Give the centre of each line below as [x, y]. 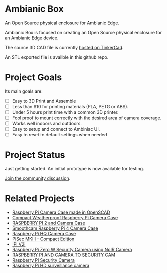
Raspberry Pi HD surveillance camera [51, 266]
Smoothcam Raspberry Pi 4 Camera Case [55, 228]
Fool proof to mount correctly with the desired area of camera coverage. [87, 118]
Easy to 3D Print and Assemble [44, 101]
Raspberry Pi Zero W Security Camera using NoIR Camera [72, 250]
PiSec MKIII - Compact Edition [43, 239]
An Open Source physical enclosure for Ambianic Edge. [62, 23]
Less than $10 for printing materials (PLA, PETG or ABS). [70, 106]
